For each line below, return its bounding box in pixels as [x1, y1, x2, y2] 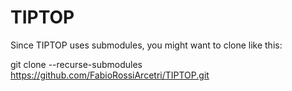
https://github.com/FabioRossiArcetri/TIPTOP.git [10, 69, 210, 81]
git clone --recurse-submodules [10, 58, 143, 70]
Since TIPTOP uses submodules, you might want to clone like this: [10, 39, 283, 51]
